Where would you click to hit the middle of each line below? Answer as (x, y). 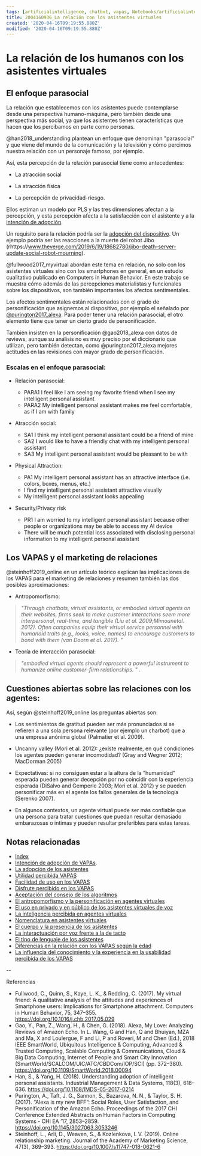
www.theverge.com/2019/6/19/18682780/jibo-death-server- (102, 246)
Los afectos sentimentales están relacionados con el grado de (83, 302)
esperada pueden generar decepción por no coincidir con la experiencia (104, 780)
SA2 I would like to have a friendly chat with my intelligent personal (106, 441)
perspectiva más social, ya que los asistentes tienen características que (95, 120)
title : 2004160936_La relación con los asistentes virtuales (84, 17)
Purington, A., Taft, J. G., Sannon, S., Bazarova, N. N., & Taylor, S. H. (98, 1095)
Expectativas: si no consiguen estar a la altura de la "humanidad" (95, 773)
